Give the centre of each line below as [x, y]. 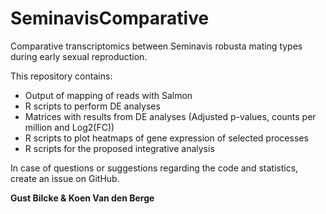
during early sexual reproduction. [79, 56]
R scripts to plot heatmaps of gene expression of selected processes [166, 138]
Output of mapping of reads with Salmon [108, 95]
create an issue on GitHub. [65, 178]
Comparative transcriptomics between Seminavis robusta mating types [156, 46]
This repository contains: [61, 76]
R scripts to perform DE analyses [92, 106]
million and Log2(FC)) [69, 127]
